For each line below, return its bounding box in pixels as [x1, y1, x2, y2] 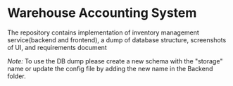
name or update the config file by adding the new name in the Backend [7, 64, 213, 73]
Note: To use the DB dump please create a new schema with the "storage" [7, 56, 223, 65]
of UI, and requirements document [7, 43, 107, 51]
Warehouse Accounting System [7, 5, 197, 21]
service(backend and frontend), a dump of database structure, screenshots [7, 35, 227, 44]
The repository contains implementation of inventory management [7, 28, 199, 37]
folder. [7, 72, 26, 80]
